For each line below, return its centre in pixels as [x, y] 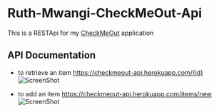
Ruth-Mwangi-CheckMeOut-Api [105, 13]
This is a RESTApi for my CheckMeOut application [81, 33]
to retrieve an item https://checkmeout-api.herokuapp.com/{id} [110, 72]
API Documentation [52, 55]
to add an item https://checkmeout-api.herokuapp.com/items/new [115, 93]
